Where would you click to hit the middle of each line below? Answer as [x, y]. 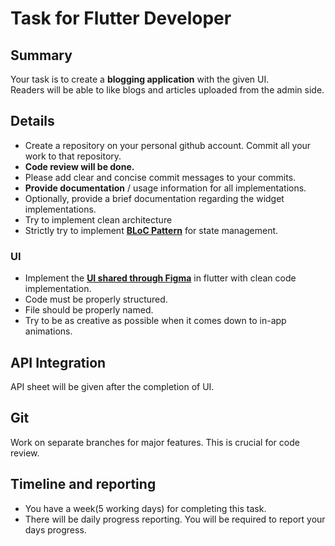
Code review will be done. [79, 166]
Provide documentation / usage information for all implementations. [165, 188]
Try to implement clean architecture [98, 219]
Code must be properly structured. [96, 299]
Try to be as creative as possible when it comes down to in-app [155, 321]
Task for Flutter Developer [121, 18]
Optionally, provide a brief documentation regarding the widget [154, 198]
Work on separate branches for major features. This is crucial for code [155, 442]
